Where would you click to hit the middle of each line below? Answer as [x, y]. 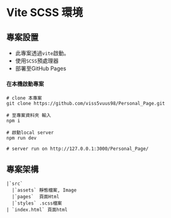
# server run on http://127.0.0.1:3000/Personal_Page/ [78, 149]
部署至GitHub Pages [41, 68]
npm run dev [21, 138]
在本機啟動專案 [25, 84]
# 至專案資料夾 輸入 [29, 115]
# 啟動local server [30, 133]
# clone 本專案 [24, 98]
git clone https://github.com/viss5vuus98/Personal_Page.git [86, 104]
